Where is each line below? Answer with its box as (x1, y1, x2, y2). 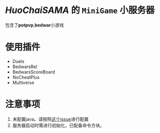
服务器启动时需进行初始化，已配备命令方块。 (12, 122, 105, 128)
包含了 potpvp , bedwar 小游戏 (5, 22, 64, 28)
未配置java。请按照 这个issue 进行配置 (12, 116, 89, 122)
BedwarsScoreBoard (12, 68, 55, 75)
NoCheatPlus (12, 74, 40, 80)
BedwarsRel (12, 63, 37, 69)
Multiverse (12, 79, 34, 85)
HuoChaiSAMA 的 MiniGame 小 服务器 (5, 4, 155, 16)
